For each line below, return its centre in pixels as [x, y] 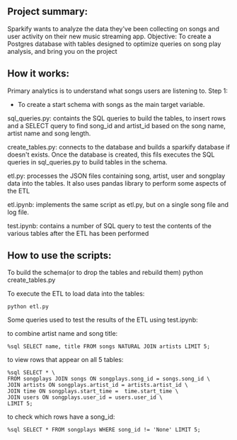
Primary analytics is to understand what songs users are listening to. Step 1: [118, 91]
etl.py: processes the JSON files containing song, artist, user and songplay [116, 176]
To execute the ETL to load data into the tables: [76, 294]
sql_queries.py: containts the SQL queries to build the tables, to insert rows [117, 118]
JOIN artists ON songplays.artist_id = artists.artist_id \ [98, 385]
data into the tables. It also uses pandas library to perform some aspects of [117, 183]
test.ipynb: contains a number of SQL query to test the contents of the [110, 225]
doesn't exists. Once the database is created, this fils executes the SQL [111, 154]
